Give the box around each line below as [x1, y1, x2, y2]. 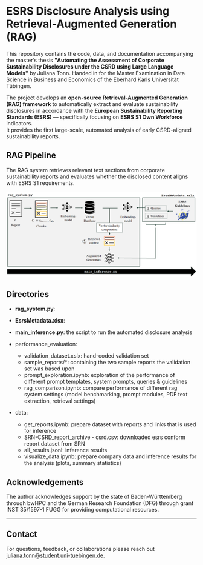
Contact [6, 529, 37, 540]
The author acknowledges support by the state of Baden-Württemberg [6, 493, 182, 500]
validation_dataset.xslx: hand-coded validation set [24, 352, 149, 359]
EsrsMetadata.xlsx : [14, 317, 65, 324]
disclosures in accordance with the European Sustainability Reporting [6, 107, 183, 114]
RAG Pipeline [6, 150, 56, 161]
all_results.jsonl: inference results [24, 447, 108, 454]
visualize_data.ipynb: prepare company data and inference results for [24, 453, 197, 460]
